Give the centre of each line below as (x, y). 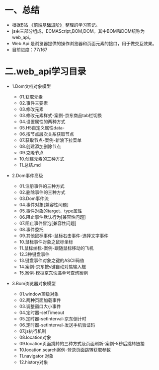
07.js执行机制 (33, 331)
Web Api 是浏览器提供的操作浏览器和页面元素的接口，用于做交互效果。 (84, 43)
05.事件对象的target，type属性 (51, 211)
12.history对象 (34, 362)
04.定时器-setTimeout (42, 312)
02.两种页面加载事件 (40, 300)
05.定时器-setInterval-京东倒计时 (53, 318)
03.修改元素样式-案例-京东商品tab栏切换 (61, 115)
